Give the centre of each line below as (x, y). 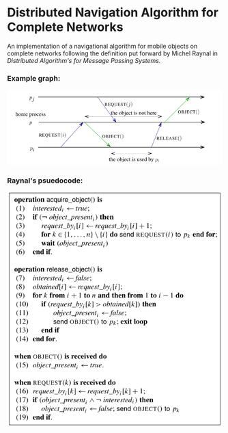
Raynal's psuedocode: (45, 181)
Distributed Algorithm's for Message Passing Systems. (84, 60)
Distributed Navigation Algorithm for (113, 13)
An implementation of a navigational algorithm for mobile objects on (102, 46)
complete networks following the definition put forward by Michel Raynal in (113, 53)
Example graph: (34, 78)
